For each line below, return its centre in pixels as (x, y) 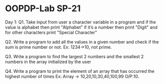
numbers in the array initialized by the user (48, 62)
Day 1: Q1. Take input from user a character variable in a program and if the (81, 22)
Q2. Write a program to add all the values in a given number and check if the (82, 42)
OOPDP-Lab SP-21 (43, 9)
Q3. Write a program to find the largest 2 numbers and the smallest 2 (74, 56)
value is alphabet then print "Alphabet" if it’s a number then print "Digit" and (81, 27)
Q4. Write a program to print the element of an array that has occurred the (80, 71)
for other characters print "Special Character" (51, 32)
